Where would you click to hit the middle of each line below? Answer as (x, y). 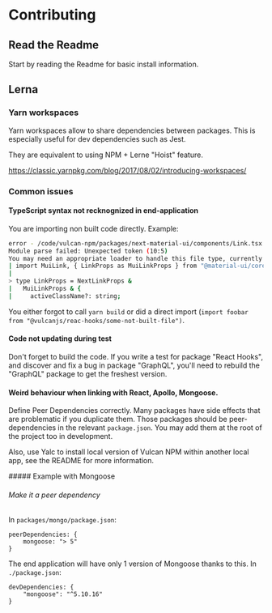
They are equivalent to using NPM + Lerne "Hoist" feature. (106, 155)
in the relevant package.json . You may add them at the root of (160, 428)
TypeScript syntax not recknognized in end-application (104, 211)
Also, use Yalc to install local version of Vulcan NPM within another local (129, 452)
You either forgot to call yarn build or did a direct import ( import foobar (128, 311)
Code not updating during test (60, 338)
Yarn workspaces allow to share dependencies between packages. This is (132, 130)
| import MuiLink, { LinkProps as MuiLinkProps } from (103, 266)
